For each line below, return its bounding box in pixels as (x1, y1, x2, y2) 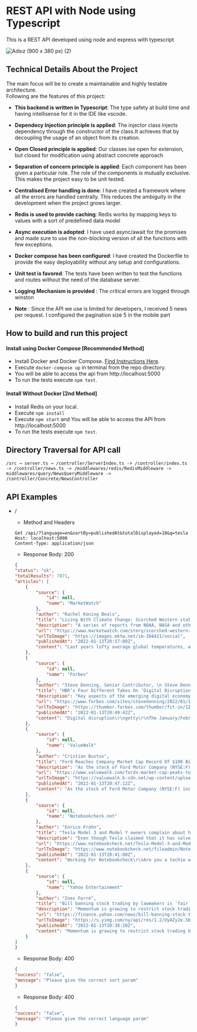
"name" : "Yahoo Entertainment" (46, 884, 123, 890)
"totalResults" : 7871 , (14, 573, 70, 579)
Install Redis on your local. (14, 403, 78, 410)
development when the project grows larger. (14, 199, 122, 206)
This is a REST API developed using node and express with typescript (6, 36, 174, 43)
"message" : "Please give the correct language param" (14, 1016, 149, 1021)
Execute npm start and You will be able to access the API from (14, 415, 166, 422)
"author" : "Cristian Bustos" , (36, 753, 110, 759)
